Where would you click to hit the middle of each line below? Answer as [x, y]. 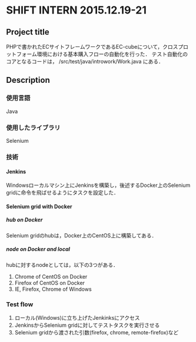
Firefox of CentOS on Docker [50, 283]
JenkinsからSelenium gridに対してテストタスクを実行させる [87, 325]
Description [28, 80]
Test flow [20, 304]
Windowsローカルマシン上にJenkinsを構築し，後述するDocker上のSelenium [98, 185]
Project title [28, 32]
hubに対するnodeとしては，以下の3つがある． [62, 264]
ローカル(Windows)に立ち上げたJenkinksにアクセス [77, 317]
